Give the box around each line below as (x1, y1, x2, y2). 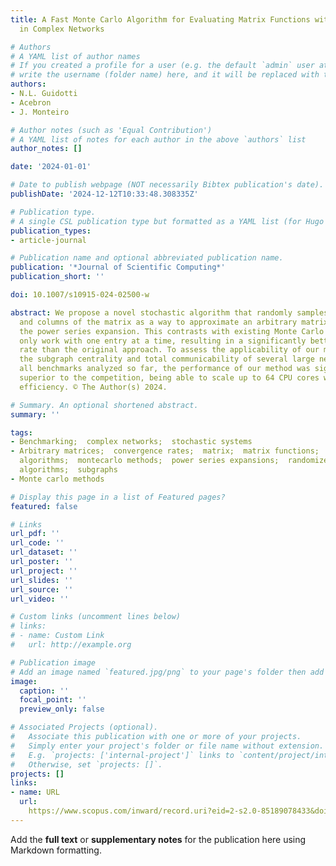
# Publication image (10, 657, 97, 668)
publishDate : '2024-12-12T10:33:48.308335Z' (10, 189, 199, 199)
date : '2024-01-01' (10, 162, 92, 172)
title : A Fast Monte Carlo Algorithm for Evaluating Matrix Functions (10, 14, 311, 25)
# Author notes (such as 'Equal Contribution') (10, 125, 213, 135)
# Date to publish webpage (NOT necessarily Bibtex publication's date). (10, 180, 325, 190)
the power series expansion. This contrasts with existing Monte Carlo (19, 326, 325, 336)
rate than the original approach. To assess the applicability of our (19, 345, 320, 355)
